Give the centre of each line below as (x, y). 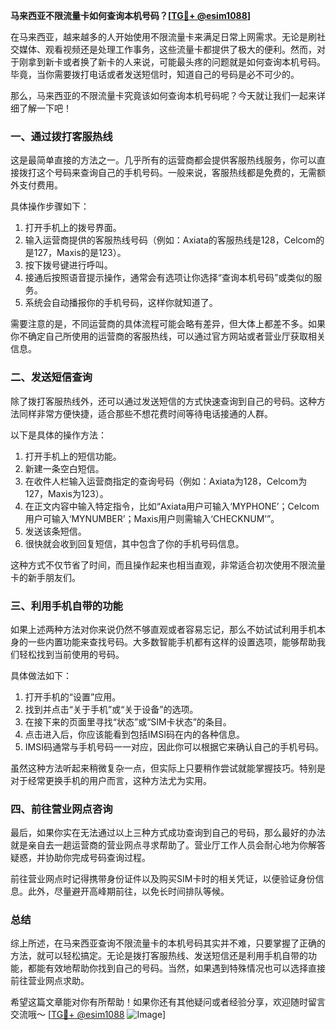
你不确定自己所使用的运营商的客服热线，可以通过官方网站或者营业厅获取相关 (168, 336)
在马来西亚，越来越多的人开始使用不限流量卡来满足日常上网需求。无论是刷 (163, 37)
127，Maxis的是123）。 (80, 253)
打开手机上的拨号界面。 (73, 228)
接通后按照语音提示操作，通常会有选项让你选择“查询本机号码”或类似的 (169, 278)
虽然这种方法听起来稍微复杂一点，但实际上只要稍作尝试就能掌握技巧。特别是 (168, 768)
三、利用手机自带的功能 (66, 606)
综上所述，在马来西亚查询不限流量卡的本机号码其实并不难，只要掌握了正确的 (168, 943)
